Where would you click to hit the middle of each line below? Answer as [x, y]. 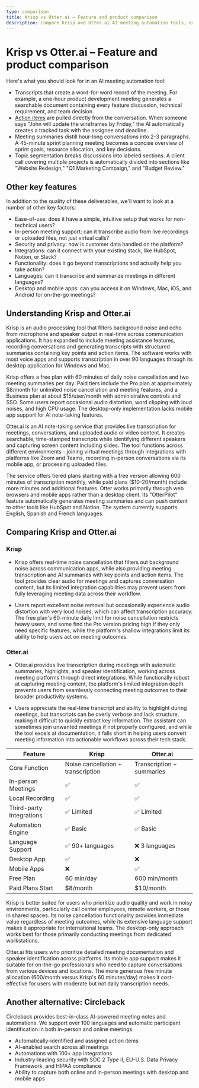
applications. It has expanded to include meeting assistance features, [91, 340]
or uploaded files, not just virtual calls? [62, 238]
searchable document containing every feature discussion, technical [98, 105]
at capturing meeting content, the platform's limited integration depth [99, 684]
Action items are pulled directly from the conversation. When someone [101, 118]
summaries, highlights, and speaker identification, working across [95, 671]
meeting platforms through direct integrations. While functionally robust [102, 677]
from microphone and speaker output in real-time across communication [95, 334]
